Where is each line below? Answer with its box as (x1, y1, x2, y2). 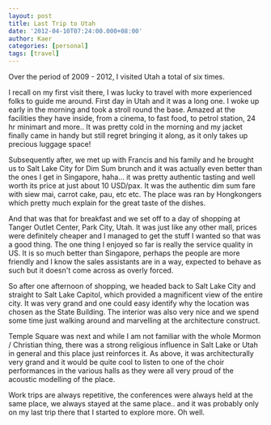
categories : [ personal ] (8, 42, 89, 50)
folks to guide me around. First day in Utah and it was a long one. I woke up (8, 97, 260, 105)
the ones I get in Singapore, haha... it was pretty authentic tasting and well (8, 172, 256, 182)
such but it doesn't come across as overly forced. (8, 265, 174, 275)
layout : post (8, 11, 53, 20)
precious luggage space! (8, 140, 91, 148)
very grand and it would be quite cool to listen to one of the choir (8, 358, 225, 367)
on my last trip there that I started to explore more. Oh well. (8, 407, 205, 417)
